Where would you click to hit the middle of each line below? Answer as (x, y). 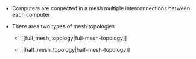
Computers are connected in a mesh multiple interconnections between (101, 8)
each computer (31, 15)
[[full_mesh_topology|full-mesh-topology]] (74, 38)
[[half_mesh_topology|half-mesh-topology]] (75, 50)
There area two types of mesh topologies (63, 26)
